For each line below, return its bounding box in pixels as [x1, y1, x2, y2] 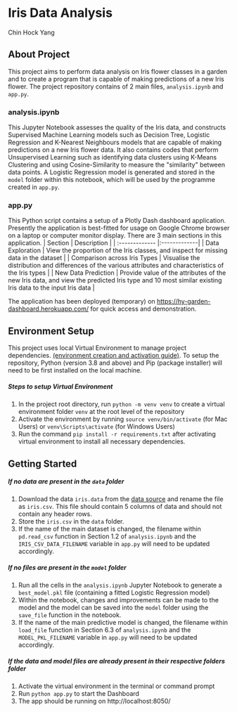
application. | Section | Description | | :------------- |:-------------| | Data [8, 239, 219, 247]
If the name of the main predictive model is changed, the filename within [18, 619, 228, 627]
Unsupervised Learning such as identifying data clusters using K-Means [8, 153, 217, 162]
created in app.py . [8, 183, 60, 191]
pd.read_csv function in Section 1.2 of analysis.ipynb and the [18, 532, 196, 541]
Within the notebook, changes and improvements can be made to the [18, 596, 219, 604]
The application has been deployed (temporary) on [8, 297, 155, 306]
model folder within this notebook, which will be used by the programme [8, 176, 215, 184]
